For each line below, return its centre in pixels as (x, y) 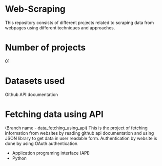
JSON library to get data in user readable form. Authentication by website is (81, 138)
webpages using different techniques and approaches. (60, 27)
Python (19, 158)
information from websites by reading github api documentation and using (80, 133)
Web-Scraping (35, 9)
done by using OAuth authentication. (42, 143)
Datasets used (35, 81)
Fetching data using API (54, 114)
